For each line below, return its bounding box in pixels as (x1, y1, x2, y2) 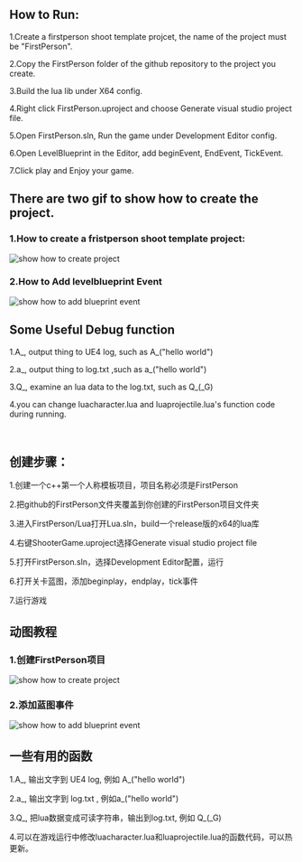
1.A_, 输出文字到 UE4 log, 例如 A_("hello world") (9, 774, 186, 785)
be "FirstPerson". (9, 41, 73, 52)
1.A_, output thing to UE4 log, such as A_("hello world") (9, 346, 214, 357)
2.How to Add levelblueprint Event (9, 276, 162, 288)
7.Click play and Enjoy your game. (9, 164, 134, 175)
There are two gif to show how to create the (9, 192, 259, 207)
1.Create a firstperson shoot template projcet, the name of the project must (9, 31, 287, 42)
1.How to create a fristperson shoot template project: (9, 232, 246, 245)
